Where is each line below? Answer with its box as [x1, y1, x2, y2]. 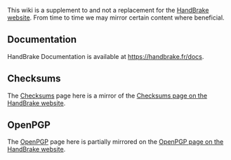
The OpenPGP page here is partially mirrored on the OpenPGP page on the [7, 138, 224, 146]
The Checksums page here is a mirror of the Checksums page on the [7, 91, 208, 100]
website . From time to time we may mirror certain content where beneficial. [7, 13, 225, 22]
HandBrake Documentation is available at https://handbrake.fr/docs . [7, 52, 204, 60]
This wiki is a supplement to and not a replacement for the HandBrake [7, 6, 209, 14]
